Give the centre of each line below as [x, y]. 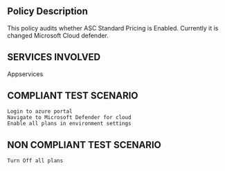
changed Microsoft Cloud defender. [58, 35]
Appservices [25, 74]
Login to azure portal [40, 111]
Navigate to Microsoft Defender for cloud [69, 118]
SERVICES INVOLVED [54, 57]
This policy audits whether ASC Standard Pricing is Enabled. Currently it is [113, 28]
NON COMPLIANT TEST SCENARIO [84, 145]
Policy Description [47, 11]
